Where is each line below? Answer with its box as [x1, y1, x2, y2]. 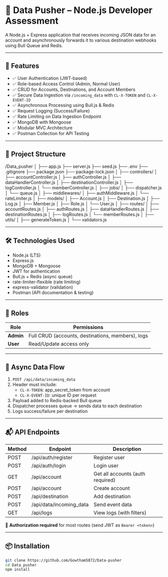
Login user [93, 462, 119, 469]
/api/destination [31, 493, 68, 500]
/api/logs [31, 509, 52, 516]
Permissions [73, 324, 103, 331]
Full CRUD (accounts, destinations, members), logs [28, 332, 148, 339]
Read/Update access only [28, 340, 89, 348]
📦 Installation [5, 542, 50, 550]
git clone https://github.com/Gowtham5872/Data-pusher [5, 557, 122, 563]
